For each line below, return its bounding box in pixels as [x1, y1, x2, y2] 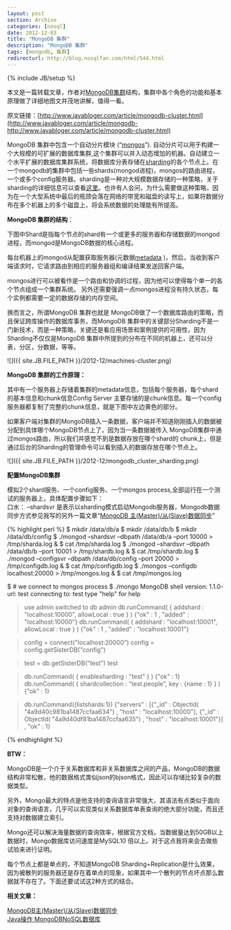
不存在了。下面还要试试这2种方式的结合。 [19, 877, 137, 885]
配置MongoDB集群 [7, 471, 60, 479]
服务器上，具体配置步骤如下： [19, 494, 104, 503]
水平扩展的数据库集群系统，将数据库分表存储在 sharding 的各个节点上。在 [12, 158, 219, 166]
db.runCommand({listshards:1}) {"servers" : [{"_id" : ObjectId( [23, 700, 199, 708]
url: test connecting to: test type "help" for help [7, 589, 141, 598]
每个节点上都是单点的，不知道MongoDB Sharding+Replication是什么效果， [7, 860, 219, 868]
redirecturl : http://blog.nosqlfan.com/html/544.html [7, 55, 165, 62]
